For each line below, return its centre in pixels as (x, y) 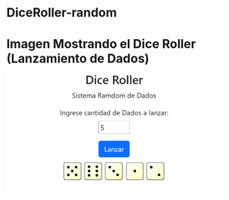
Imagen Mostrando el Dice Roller (101, 44)
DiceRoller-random (62, 13)
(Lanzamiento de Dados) (78, 59)
